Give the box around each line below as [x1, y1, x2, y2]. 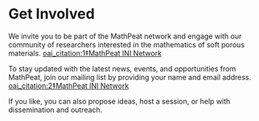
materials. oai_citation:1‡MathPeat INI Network [8, 48, 162, 58]
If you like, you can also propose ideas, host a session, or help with [8, 96, 231, 106]
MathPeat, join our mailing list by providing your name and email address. [8, 72, 252, 82]
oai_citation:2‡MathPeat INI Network [8, 81, 129, 91]
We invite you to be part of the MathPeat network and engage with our [8, 31, 242, 41]
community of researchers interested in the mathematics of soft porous [8, 39, 245, 49]
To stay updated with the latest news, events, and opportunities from [8, 63, 236, 73]
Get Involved [8, 5, 95, 23]
